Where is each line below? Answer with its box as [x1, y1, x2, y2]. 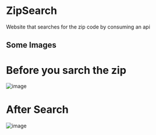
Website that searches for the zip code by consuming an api [6, 23, 150, 30]
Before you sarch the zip [6, 63, 127, 77]
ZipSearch [6, 4, 57, 17]
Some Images [6, 40, 57, 50]
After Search [6, 103, 69, 116]
